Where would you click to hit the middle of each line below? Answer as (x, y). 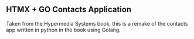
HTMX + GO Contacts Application (69, 10)
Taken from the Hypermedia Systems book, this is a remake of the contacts (97, 23)
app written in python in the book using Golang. (64, 30)
